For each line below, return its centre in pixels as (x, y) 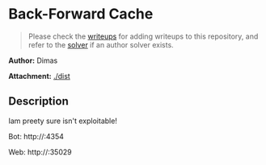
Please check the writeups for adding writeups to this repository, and (143, 36)
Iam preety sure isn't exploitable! (63, 121)
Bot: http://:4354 (36, 136)
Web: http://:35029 (40, 152)
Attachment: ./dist (39, 76)
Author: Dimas (33, 60)
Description (38, 101)
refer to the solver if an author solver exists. (101, 44)
